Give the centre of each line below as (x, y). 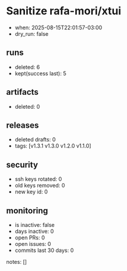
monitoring (27, 210)
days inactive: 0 (34, 231)
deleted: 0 (27, 106)
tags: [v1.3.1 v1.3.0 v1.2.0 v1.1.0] (53, 146)
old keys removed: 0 (40, 186)
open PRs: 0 (30, 238)
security (22, 164)
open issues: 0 (33, 244)
